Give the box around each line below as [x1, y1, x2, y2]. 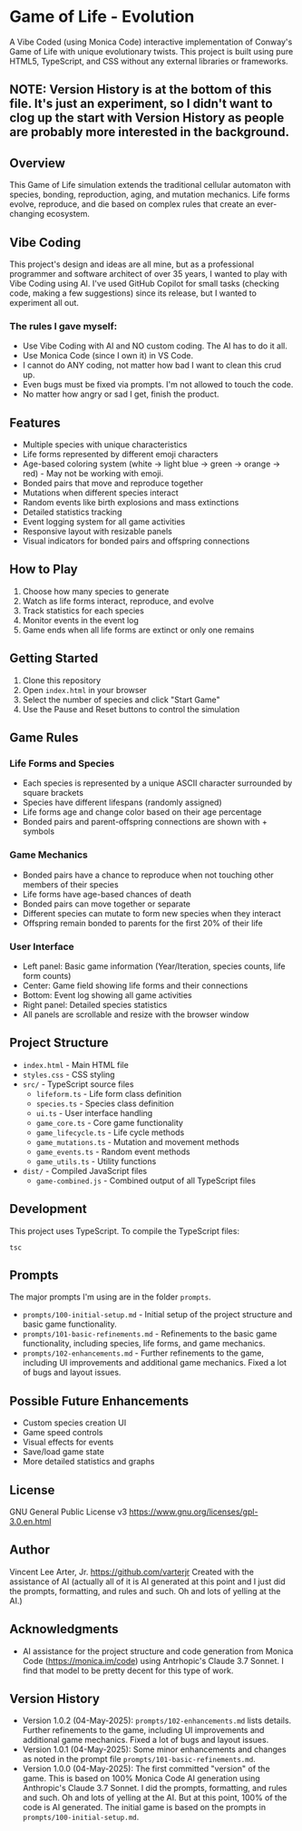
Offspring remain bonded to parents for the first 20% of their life [22, 917, 263, 928]
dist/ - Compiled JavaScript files [22, 1165, 148, 1176]
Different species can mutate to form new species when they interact [22, 907, 281, 918]
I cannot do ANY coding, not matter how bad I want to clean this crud [22, 360, 282, 371]
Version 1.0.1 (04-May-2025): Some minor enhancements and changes [22, 1744, 287, 1755]
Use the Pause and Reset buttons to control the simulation [22, 703, 240, 714]
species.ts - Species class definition [35, 1098, 174, 1109]
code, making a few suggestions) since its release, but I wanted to [9, 288, 257, 299]
